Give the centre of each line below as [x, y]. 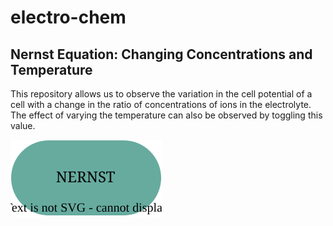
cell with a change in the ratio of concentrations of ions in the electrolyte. [161, 104]
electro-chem [68, 17]
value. [23, 125]
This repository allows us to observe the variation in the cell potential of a [161, 94]
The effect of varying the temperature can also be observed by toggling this [166, 115]
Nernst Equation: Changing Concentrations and [161, 54]
